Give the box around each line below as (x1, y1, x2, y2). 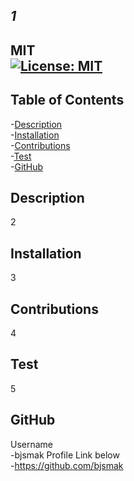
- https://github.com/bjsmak (10, 459, 124, 471)
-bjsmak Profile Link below (10, 449, 120, 461)
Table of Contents (10, 92, 125, 109)
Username (10, 438, 54, 450)
